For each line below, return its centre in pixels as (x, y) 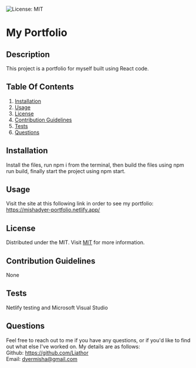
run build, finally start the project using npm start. (66, 171)
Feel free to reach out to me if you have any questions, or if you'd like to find (98, 340)
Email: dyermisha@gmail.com (42, 359)
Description (28, 54)
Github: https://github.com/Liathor (48, 353)
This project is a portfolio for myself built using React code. (77, 68)
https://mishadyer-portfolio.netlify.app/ (53, 210)
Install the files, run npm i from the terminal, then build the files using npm (95, 165)
